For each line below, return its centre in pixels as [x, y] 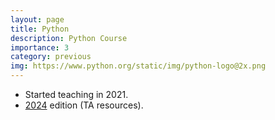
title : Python [40, 29]
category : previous [51, 57]
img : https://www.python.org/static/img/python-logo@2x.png [138, 66]
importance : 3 [40, 47]
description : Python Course [69, 38]
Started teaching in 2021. [76, 94]
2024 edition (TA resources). [84, 105]
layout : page [37, 19]
